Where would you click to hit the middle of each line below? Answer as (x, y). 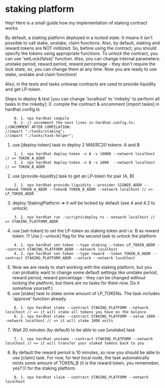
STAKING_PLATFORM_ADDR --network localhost (72, 249)
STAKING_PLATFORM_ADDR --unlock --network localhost (80, 258)
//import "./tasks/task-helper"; (39, 135)
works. (12, 28)
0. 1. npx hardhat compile (42, 118)
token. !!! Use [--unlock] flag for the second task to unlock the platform (84, 236)
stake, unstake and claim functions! (41, 74)
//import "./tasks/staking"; (35, 131)
